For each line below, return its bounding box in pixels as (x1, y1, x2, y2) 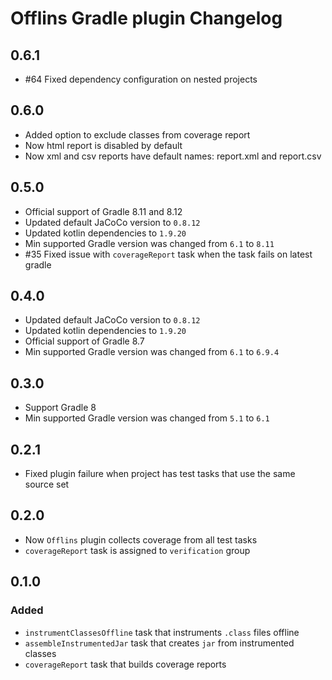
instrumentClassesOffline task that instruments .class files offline (24, 626, 300, 638)
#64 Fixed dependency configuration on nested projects (24, 73, 258, 85)
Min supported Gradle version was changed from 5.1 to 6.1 (24, 412, 270, 424)
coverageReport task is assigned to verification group (24, 544, 251, 556)
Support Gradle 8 (24, 402, 97, 414)
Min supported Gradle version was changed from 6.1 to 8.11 (24, 237, 275, 249)
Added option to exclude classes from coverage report (24, 128, 251, 141)
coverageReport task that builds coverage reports (24, 658, 227, 670)
